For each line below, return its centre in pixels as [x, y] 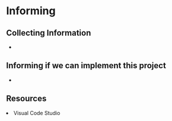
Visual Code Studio [37, 113]
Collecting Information [49, 33]
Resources [26, 99]
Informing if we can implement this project [86, 66]
